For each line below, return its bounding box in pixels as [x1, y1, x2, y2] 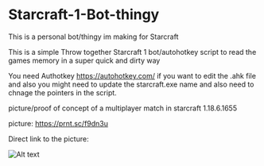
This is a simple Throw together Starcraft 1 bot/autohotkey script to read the [8, 47, 257, 56]
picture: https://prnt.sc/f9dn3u [8, 118, 109, 128]
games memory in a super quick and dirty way [8, 56, 161, 65]
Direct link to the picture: [8, 133, 89, 144]
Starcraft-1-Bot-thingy [8, 6, 160, 24]
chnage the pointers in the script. [8, 87, 117, 97]
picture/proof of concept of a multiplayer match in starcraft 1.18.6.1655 [8, 103, 237, 113]
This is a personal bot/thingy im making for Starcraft [8, 32, 179, 41]
